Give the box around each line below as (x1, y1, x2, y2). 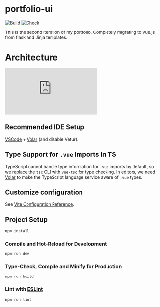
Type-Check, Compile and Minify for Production (5, 263, 122, 270)
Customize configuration (5, 188, 83, 196)
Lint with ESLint (5, 286, 43, 293)
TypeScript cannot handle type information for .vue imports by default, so (5, 163, 154, 169)
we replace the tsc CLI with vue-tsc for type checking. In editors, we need (5, 169, 156, 175)
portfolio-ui (5, 3, 53, 15)
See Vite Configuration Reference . (5, 201, 75, 207)
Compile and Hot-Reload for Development (5, 240, 107, 247)
